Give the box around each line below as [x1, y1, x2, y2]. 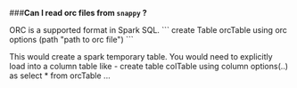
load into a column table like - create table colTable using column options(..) [9, 61, 288, 71]
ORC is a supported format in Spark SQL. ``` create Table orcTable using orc [9, 25, 288, 35]
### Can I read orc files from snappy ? [9, 8, 147, 18]
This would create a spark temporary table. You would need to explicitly [9, 52, 274, 61]
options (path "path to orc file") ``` [9, 35, 134, 44]
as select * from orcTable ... [9, 70, 111, 81]
